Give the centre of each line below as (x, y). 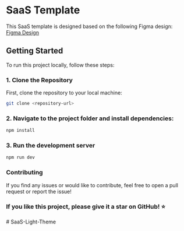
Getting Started (35, 51)
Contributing (24, 173)
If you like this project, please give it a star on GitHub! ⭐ (86, 206)
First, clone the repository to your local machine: (64, 93)
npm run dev (20, 157)
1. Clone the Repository (39, 80)
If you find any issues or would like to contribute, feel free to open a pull (92, 185)
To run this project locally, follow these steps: (60, 65)
